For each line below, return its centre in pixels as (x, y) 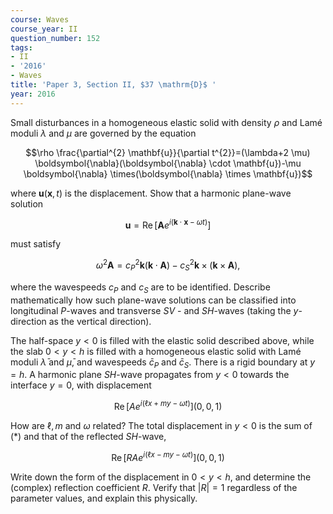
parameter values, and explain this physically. (104, 498)
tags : (21, 47)
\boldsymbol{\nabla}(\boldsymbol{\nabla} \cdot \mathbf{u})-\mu (168, 163)
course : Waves (40, 19)
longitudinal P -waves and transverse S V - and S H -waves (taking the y (154, 310)
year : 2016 (33, 94)
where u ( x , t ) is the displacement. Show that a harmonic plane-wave (151, 193)
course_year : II (44, 29)
